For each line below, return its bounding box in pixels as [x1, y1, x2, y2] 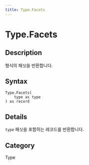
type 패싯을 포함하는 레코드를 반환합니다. [5, 127, 84, 133]
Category [5, 141, 35, 150]
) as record [5, 99, 30, 104]
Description [5, 48, 42, 57]
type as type [14, 95, 41, 100]
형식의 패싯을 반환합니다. [5, 62, 53, 68]
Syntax [5, 77, 28, 86]
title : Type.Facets [5, 7, 45, 12]
